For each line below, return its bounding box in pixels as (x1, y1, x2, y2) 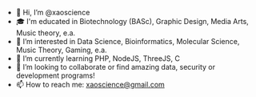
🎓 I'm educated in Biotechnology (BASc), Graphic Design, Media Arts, (15, 17, 250, 26)
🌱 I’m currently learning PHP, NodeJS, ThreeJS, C (15, 54, 180, 63)
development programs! (15, 71, 95, 80)
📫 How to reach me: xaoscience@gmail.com (15, 80, 166, 89)
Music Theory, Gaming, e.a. (15, 45, 107, 55)
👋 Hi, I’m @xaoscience (15, 8, 90, 17)
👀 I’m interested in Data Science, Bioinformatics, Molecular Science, (15, 37, 240, 46)
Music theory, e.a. (15, 28, 76, 38)
